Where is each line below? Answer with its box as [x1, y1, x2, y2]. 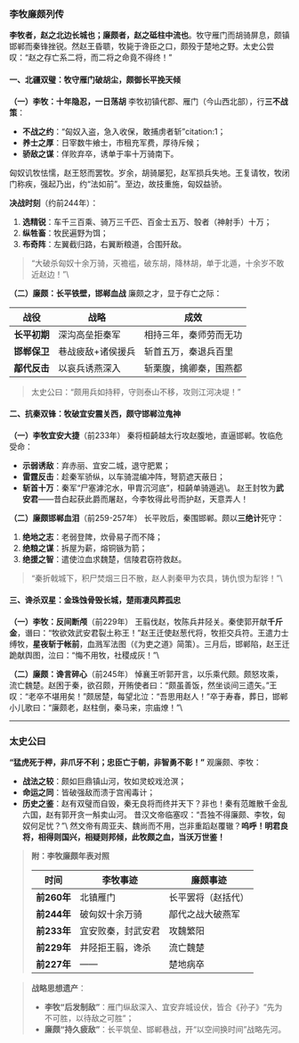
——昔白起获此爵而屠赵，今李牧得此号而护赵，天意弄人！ [37, 493, 249, 504]
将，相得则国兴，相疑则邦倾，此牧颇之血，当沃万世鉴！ [21, 832, 225, 842]
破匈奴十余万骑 [79, 908, 142, 921]
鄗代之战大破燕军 [168, 908, 240, 921]
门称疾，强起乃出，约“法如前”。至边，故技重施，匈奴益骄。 [9, 178, 227, 189]
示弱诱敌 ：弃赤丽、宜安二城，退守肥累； [21, 459, 171, 470]
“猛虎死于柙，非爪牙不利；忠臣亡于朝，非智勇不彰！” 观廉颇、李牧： [9, 757, 262, 768]
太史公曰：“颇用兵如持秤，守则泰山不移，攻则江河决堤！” [30, 386, 242, 397]
